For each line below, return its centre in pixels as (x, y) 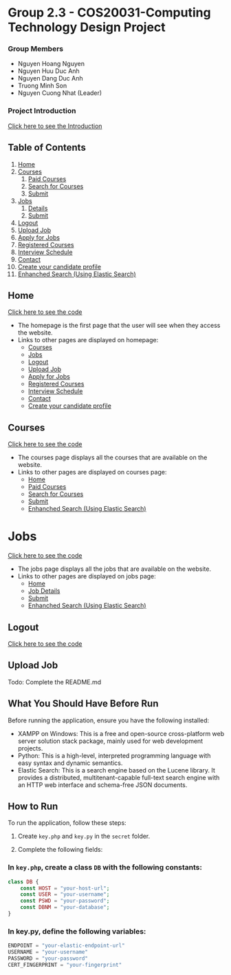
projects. (30, 748)
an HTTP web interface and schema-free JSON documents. (102, 785)
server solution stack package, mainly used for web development (110, 741)
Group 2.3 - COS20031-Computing (110, 13)
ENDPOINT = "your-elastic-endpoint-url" (67, 946)
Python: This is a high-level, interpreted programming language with (114, 755)
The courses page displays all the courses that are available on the (112, 458)
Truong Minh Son (42, 86)
